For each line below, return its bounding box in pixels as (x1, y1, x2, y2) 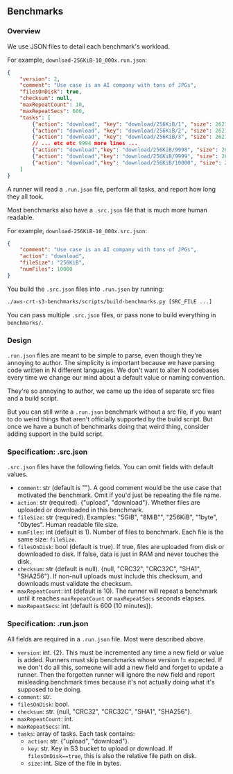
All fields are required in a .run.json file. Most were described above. (7, 634, 206, 643)
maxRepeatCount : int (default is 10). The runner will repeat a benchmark (17, 587, 218, 596)
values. (7, 470, 28, 478)
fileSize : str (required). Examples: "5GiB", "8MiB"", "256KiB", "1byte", (17, 513, 218, 521)
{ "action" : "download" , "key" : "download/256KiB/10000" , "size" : (32, 159, 222, 166)
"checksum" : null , (19, 95, 73, 102)
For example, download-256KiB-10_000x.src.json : (7, 226, 148, 235)
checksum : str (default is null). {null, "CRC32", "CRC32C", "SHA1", (17, 565, 201, 573)
